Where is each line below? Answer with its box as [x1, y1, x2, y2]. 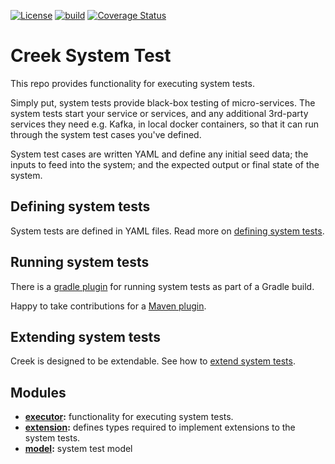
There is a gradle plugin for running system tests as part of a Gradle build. [10, 280, 315, 292]
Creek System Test [10, 45, 172, 67]
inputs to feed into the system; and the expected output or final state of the [10, 158, 320, 170]
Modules [10, 384, 67, 401]
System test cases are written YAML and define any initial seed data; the [10, 148, 309, 160]
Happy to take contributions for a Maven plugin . [10, 300, 207, 312]
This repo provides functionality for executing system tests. [10, 77, 255, 89]
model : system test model [24, 443, 133, 455]
